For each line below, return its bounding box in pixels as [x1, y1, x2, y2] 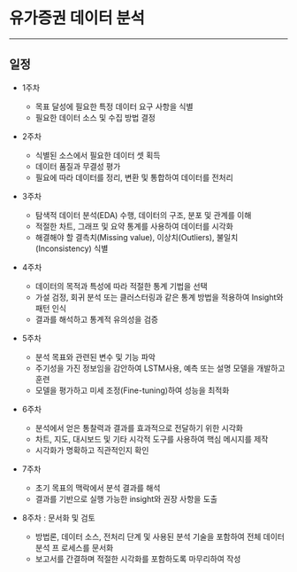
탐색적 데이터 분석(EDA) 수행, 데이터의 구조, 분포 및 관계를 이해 [34, 209, 252, 220]
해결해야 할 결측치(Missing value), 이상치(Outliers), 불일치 [34, 231, 239, 242]
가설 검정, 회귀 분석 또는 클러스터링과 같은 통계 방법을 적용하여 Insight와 [34, 292, 284, 302]
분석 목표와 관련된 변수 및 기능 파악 [34, 351, 156, 362]
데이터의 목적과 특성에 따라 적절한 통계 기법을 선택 [34, 280, 208, 291]
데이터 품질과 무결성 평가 [34, 161, 121, 171]
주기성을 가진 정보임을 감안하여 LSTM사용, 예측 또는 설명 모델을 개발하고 [34, 363, 286, 373]
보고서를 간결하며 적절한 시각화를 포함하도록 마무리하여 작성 [34, 553, 241, 564]
